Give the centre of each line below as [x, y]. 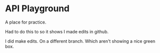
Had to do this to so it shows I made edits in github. [57, 31]
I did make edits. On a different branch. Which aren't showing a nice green [80, 41]
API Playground [37, 9]
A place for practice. [26, 22]
